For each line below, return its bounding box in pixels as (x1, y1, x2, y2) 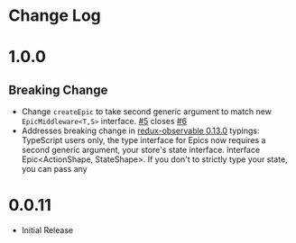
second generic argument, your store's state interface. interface (21, 145, 261, 156)
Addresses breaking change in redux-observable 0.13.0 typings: (21, 125, 260, 136)
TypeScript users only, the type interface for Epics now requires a (21, 135, 266, 146)
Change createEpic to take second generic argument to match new (21, 106, 273, 117)
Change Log (8, 5, 101, 26)
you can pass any (21, 164, 88, 175)
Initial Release (21, 225, 74, 236)
